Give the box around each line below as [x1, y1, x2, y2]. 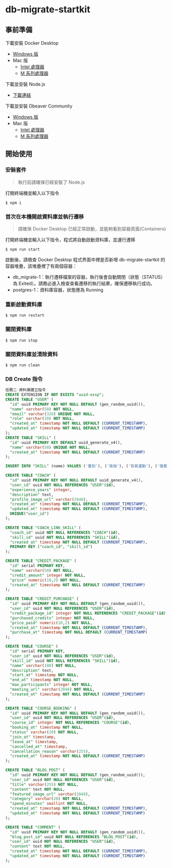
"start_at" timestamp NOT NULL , [10, 673, 79, 678]
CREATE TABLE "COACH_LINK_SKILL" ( [5, 525, 81, 530]
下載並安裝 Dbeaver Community [5, 103, 73, 109]
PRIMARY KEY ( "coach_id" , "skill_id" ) [10, 544, 93, 550]
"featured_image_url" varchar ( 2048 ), [10, 791, 91, 797]
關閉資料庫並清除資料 [5, 351, 58, 358]
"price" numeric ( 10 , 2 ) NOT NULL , [10, 577, 81, 583]
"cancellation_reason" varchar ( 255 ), [10, 749, 91, 754]
